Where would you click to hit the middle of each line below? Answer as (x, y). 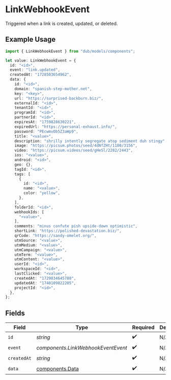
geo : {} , (24, 165)
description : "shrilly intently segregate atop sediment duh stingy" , (91, 141)
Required (143, 328)
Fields (15, 313)
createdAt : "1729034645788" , (45, 278)
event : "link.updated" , (35, 70)
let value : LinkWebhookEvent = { (41, 60)
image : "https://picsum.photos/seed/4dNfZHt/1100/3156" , (76, 146)
